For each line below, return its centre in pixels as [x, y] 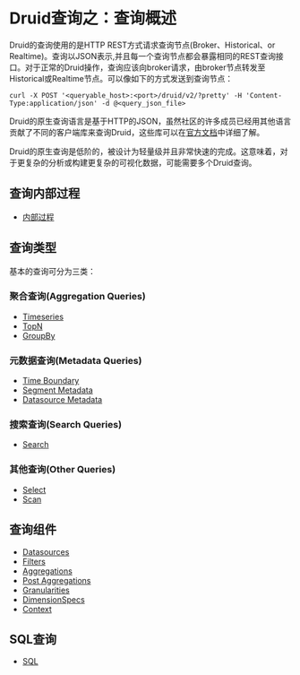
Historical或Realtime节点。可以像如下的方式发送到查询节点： [121, 78]
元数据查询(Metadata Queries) [76, 360]
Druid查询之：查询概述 [93, 18]
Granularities [46, 590]
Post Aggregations [56, 580]
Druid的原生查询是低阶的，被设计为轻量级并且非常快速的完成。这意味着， [145, 151]
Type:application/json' [54, 103]
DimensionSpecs [53, 599]
